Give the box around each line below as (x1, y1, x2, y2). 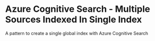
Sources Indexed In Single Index (5, 14, 142, 25)
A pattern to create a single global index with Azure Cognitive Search (5, 30, 148, 36)
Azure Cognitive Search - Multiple (5, 3, 150, 15)
